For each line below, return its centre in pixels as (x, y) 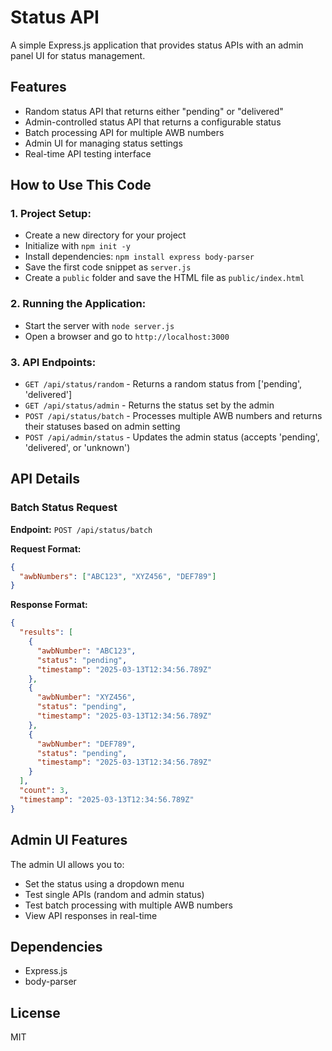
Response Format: (49, 605)
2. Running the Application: (78, 304)
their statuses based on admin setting (102, 427)
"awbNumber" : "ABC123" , (86, 651)
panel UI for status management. (78, 55)
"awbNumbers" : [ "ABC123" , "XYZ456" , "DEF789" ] (118, 576)
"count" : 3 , (44, 791)
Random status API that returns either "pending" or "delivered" (154, 111)
